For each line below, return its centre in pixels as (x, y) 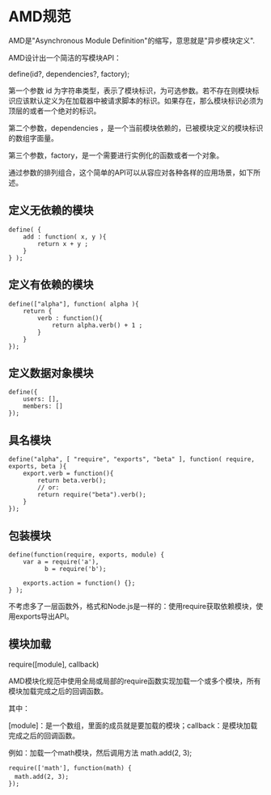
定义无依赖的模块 (51, 211)
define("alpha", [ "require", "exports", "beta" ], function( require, (131, 459)
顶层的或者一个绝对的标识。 (55, 111)
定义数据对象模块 (51, 373)
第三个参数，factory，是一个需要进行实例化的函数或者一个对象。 (116, 155)
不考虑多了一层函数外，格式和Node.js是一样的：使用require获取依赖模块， (132, 606)
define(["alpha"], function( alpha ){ (74, 304)
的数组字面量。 (33, 137)
